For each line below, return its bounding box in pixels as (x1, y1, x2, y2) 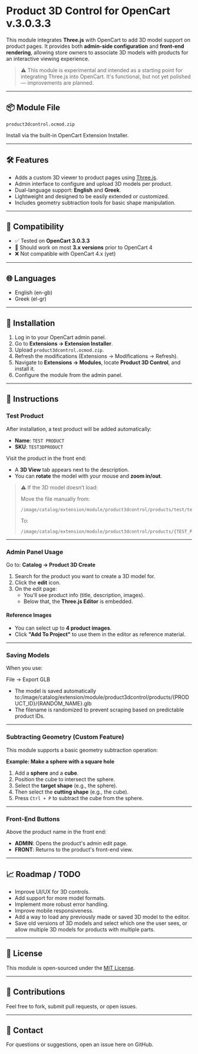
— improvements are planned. (20, 79, 94, 86)
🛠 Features (6, 155, 49, 165)
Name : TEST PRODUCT (14, 437, 65, 444)
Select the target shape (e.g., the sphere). (14, 782, 118, 789)
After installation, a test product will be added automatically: (6, 425, 152, 433)
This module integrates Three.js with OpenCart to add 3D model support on (6, 36, 190, 43)
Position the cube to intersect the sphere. (14, 775, 115, 782)
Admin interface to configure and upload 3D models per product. (14, 180, 173, 187)
